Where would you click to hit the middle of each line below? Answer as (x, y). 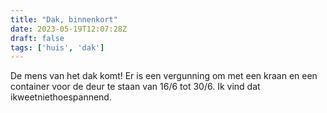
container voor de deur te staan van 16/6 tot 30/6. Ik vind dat (135, 87)
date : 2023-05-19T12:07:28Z (69, 29)
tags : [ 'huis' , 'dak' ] (57, 47)
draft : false (37, 38)
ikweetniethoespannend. (61, 97)
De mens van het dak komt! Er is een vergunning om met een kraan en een (164, 76)
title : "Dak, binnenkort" (64, 19)
